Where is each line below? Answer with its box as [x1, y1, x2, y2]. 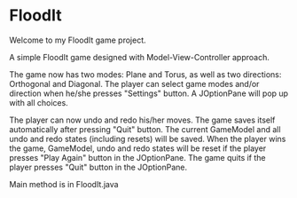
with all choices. [9, 97, 68, 107]
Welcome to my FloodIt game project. [9, 35, 146, 45]
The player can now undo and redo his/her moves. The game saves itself [9, 115, 276, 125]
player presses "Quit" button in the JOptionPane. [9, 162, 188, 172]
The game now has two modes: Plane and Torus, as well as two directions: [9, 68, 282, 80]
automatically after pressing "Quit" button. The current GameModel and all [9, 123, 281, 134]
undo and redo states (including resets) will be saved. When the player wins [9, 133, 286, 144]
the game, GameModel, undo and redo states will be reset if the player [9, 143, 267, 154]
